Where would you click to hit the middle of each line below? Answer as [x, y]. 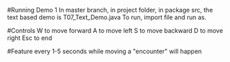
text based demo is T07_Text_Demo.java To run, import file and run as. [107, 17]
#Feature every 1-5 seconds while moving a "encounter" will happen [105, 51]
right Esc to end [30, 38]
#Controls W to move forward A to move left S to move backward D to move [115, 31]
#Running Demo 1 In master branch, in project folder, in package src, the [110, 10]
